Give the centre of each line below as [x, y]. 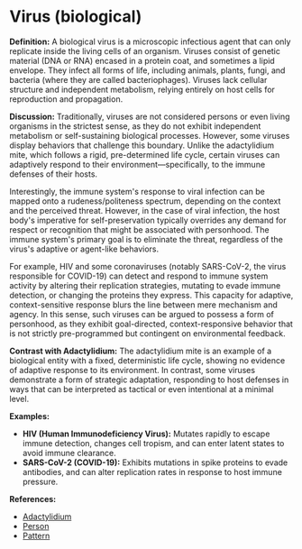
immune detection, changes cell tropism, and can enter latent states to [153, 443]
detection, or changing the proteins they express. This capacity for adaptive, [151, 295]
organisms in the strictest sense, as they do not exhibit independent [135, 126]
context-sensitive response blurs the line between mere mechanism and [143, 305]
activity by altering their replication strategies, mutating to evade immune [145, 285]
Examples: [29, 416]
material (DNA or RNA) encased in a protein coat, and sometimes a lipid [142, 60]
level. [19, 398]
